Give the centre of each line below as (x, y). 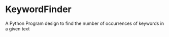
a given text (18, 28)
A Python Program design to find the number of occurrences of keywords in (84, 23)
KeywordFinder (39, 9)
